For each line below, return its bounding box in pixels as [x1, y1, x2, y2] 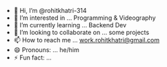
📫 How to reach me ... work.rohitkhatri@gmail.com [13, 36, 160, 44]
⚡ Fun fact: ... [13, 53, 52, 62]
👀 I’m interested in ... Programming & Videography [13, 14, 157, 22]
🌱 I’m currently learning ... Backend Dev [13, 21, 127, 29]
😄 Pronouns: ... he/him [13, 46, 79, 54]
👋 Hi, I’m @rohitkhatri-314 [13, 7, 88, 14]
